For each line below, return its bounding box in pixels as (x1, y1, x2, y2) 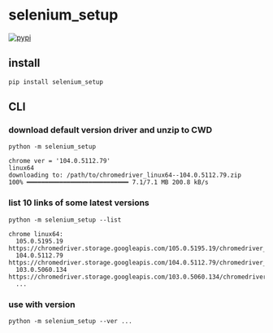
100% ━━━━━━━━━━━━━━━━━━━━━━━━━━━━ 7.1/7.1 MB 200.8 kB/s (8, 178, 209, 186)
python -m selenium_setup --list (8, 216, 122, 224)
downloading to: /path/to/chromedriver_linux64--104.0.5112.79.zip (8, 171, 242, 180)
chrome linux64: (8, 230, 63, 238)
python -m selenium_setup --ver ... (8, 318, 132, 326)
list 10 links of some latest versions (8, 197, 150, 208)
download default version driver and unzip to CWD (8, 125, 213, 136)
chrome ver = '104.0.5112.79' (8, 157, 111, 165)
